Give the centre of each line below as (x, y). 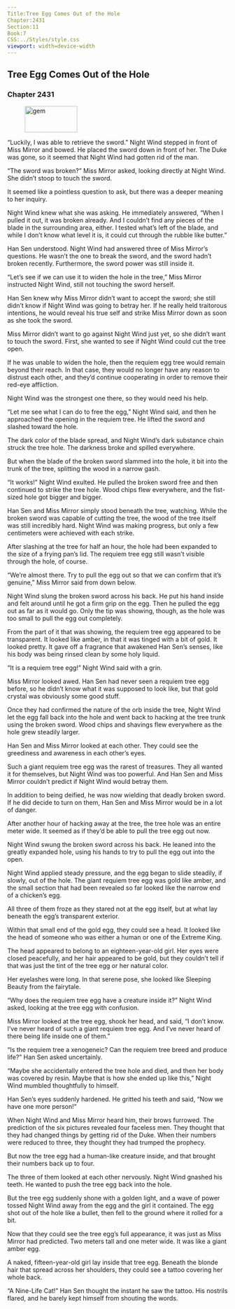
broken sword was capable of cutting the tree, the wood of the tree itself (112, 518)
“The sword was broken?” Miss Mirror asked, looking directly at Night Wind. (116, 170)
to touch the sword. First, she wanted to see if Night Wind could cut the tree (116, 341)
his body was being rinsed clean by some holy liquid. (84, 654)
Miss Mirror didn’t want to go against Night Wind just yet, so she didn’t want (116, 334)
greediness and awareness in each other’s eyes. (77, 752)
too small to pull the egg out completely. (65, 618)
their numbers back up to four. (51, 1163)
